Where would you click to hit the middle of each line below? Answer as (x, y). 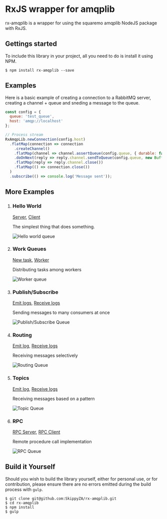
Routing (22, 335)
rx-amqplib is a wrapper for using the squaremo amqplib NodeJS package (81, 23)
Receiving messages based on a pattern (54, 399)
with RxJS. (16, 28)
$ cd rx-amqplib (22, 503)
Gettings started (31, 44)
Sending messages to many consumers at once (61, 312)
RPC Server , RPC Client (36, 432)
